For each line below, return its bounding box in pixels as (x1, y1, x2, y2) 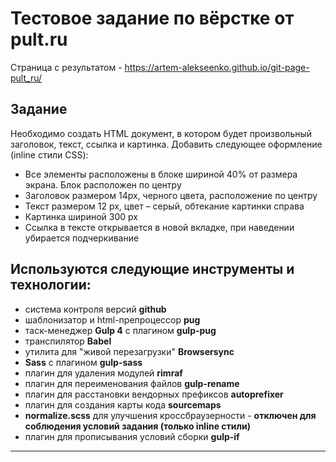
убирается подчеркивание (24, 232, 140, 244)
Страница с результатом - (10, 61, 123, 73)
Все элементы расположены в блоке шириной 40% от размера (24, 168, 298, 180)
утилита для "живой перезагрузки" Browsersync (24, 345, 235, 357)
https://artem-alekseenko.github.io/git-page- (124, 61, 310, 73)
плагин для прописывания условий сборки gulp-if (24, 430, 240, 442)
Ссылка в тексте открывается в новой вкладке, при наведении (24, 221, 295, 233)
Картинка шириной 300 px (24, 210, 138, 222)
